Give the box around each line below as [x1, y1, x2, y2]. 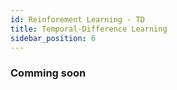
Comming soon [10, 66, 87, 80]
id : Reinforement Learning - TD [10, 14, 145, 25]
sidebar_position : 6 [10, 33, 97, 43]
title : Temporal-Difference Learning [10, 24, 168, 34]
